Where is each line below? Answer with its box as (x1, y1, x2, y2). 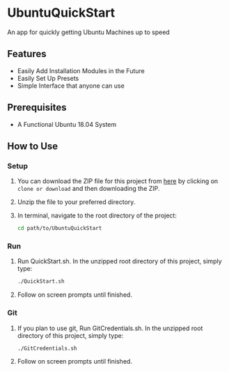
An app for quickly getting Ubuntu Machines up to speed (7, 28, 171, 36)
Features (7, 48, 47, 60)
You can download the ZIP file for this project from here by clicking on (17, 177, 219, 185)
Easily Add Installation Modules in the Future (17, 66, 145, 75)
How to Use (7, 140, 58, 152)
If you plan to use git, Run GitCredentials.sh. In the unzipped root (17, 324, 203, 332)
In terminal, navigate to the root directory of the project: (17, 211, 177, 220)
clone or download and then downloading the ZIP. (17, 185, 160, 193)
